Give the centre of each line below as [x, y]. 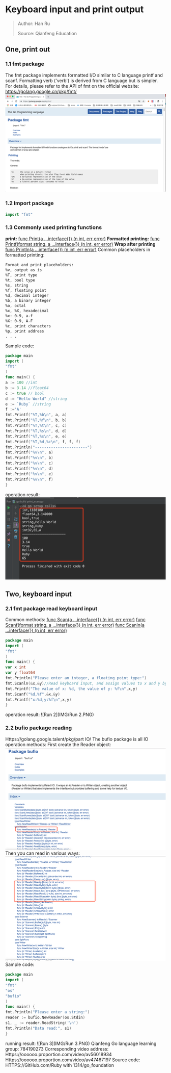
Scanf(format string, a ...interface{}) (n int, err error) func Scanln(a [75, 625]
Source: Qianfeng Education [47, 33]
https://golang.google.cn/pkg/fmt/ [41, 91]
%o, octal [16, 305]
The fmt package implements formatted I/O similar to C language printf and [84, 75]
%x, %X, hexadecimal [27, 311]
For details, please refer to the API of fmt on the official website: [72, 86]
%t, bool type [20, 280]
